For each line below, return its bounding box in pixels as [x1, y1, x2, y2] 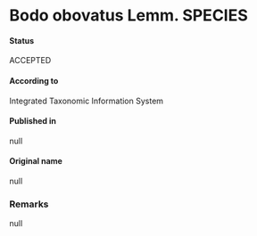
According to [9, 75, 59, 85]
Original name [9, 156, 62, 167]
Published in [9, 116, 56, 126]
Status [9, 35, 35, 45]
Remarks [9, 198, 49, 210]
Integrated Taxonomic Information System [9, 95, 163, 106]
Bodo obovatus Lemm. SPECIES [9, 5, 248, 26]
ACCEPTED [9, 55, 52, 66]
